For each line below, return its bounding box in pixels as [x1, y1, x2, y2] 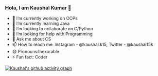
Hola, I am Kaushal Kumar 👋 [5, 4, 71, 11]
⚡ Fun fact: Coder [12, 54, 48, 60]
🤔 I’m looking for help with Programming [12, 31, 93, 37]
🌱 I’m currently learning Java [12, 20, 70, 26]
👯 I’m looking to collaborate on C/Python [12, 26, 93, 32]
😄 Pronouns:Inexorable [12, 49, 60, 55]
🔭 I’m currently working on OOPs [12, 16, 78, 21]
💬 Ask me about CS [12, 36, 51, 42]
